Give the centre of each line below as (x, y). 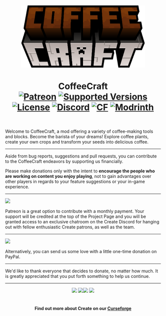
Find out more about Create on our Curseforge (83, 309)
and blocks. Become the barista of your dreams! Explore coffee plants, (77, 137)
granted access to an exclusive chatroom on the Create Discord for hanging (82, 222)
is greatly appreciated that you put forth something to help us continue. (78, 276)
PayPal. (13, 257)
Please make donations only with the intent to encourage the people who (80, 171)
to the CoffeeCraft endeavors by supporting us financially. (64, 161)
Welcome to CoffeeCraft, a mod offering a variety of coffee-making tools (79, 131)
